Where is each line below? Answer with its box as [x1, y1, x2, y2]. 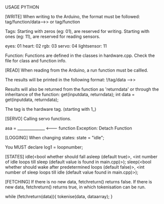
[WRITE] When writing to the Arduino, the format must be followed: [5, 14, 141, 19]
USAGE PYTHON [5, 4, 39, 10]
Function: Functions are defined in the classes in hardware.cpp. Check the [5, 52, 155, 58]
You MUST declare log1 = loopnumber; [5, 144, 83, 150]
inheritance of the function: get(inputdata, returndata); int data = [5, 92, 135, 97]
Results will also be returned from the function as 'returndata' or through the [5, 86, 159, 92]
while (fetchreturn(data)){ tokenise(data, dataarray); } [5, 194, 113, 199]
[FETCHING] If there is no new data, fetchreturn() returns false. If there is [5, 179, 153, 184]
